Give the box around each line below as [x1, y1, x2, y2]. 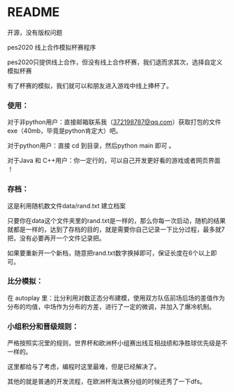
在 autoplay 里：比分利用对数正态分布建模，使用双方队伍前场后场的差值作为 [7, 293, 226, 302]
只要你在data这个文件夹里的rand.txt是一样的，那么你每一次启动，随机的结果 [7, 216, 226, 224]
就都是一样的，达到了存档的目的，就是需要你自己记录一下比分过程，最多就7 [7, 225, 225, 233]
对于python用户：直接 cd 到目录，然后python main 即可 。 [7, 141, 175, 150]
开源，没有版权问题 [7, 28, 63, 36]
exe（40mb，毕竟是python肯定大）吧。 [7, 126, 122, 135]
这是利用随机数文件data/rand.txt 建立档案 [7, 201, 126, 210]
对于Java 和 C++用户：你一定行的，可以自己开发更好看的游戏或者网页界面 [7, 157, 221, 165]
